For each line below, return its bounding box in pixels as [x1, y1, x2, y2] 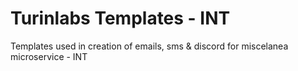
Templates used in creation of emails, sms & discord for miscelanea [10, 40, 289, 52]
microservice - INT [10, 50, 88, 62]
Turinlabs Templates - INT [10, 7, 231, 30]
